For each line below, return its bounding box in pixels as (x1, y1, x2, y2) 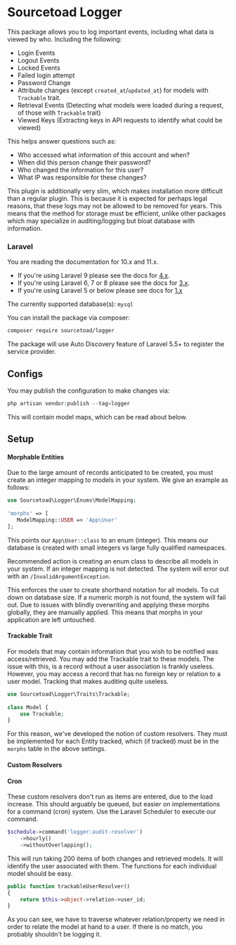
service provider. (7, 348, 56, 356)
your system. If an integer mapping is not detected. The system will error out (7, 564, 229, 573)
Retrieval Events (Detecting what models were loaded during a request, (17, 101, 224, 109)
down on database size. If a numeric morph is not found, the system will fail (7, 592, 226, 602)
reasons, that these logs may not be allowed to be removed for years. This (7, 201, 223, 210)
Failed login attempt (17, 71, 75, 80)
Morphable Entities (7, 452, 65, 461)
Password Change (17, 78, 71, 87)
